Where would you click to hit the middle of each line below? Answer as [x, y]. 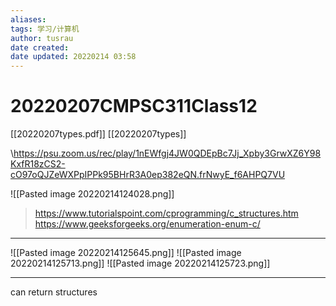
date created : [40, 47]
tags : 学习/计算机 [45, 29]
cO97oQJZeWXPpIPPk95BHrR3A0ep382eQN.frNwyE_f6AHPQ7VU [148, 175]
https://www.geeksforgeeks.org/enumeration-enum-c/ [147, 224]
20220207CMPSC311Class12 [134, 106]
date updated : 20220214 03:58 [73, 57]
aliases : [28, 19]
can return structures [54, 292]
